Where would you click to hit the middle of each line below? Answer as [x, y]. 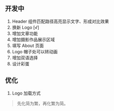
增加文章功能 [25, 33]
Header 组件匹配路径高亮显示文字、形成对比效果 [60, 21]
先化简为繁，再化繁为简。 [42, 103]
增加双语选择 [25, 58]
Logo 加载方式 [26, 93]
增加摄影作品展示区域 [33, 39]
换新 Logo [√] [25, 27]
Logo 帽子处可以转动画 [35, 51]
